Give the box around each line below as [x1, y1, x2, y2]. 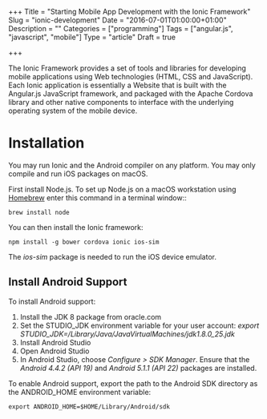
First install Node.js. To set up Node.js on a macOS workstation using [8, 184, 237, 194]
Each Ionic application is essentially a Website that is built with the [8, 80, 227, 90]
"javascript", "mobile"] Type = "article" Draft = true [8, 32, 176, 42]
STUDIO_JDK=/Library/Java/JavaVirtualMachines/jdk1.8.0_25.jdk [19, 328, 235, 339]
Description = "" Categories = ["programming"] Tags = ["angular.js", [8, 24, 234, 33]
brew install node [8, 208, 70, 216]
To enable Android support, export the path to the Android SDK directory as [8, 378, 258, 388]
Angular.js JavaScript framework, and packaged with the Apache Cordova [8, 89, 253, 99]
